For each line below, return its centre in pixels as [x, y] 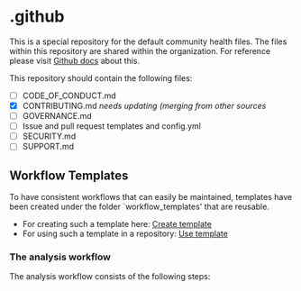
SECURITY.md [49, 136]
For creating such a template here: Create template [117, 224]
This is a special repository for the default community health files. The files [148, 41]
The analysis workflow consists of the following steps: [110, 277]
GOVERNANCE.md [57, 116]
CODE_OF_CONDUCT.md [69, 95]
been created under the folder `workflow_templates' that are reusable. [140, 207]
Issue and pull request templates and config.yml [111, 126]
